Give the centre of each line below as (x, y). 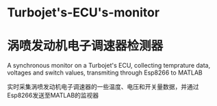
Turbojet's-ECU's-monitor (83, 13)
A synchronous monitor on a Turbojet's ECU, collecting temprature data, (109, 66)
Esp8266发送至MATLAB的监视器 (53, 95)
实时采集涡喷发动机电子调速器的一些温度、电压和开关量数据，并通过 (103, 87)
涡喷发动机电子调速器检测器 (85, 46)
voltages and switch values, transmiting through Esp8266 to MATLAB (105, 72)
